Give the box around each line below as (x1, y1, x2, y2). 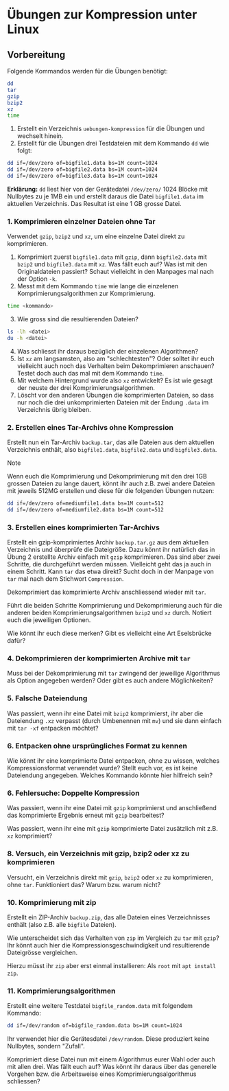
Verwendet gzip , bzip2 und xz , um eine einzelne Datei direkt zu (7, 232, 185, 240)
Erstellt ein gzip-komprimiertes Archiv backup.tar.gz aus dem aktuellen (7, 538, 209, 547)
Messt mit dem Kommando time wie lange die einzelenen (16, 282, 179, 290)
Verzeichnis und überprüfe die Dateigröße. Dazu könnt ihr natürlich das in (7, 546, 215, 554)
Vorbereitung (7, 49, 66, 60)
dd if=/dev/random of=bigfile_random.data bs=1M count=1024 (7, 1022, 183, 1029)
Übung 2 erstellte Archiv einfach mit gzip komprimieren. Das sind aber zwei (7, 553, 221, 561)
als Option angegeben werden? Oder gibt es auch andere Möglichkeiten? (7, 676, 214, 685)
